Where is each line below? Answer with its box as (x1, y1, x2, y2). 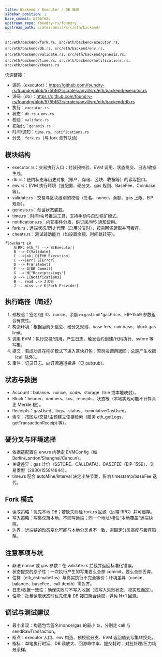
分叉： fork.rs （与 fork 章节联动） (12, 135, 81, 141)
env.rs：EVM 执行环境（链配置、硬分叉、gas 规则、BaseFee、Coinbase (12, 183, 156, 188)
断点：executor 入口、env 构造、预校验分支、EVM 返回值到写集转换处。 (12, 634, 156, 640)
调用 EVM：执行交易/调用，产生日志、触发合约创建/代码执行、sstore (12, 336, 148, 341)
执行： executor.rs (12, 105, 49, 111)
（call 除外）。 (12, 354, 40, 360)
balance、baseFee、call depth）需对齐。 (12, 581, 95, 587)
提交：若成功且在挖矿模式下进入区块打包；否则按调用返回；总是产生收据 (12, 348, 156, 354)
